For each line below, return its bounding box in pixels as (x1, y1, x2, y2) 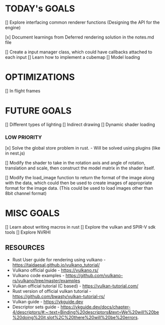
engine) (5, 24, 21, 30)
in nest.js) (5, 150, 25, 156)
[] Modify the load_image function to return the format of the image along (5, 175, 155, 181)
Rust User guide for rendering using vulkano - (12, 256, 106, 262)
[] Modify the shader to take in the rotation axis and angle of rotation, (5, 160, 146, 166)
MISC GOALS (5, 208, 60, 219)
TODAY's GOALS (5, 3, 75, 14)
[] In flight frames (5, 87, 41, 94)
